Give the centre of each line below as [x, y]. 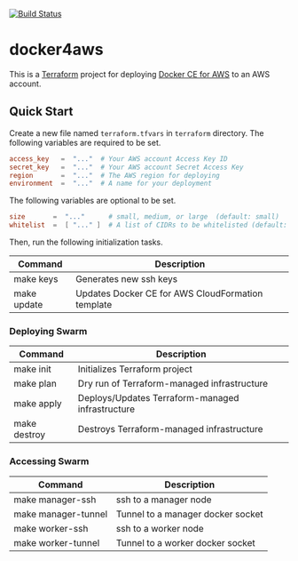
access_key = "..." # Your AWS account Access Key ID [118, 159]
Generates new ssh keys [126, 279]
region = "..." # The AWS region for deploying [114, 175]
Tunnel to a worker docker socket [185, 542]
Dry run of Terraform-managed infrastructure [173, 384]
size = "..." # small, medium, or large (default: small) [144, 217]
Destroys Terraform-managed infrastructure [170, 429]
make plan [35, 384]
